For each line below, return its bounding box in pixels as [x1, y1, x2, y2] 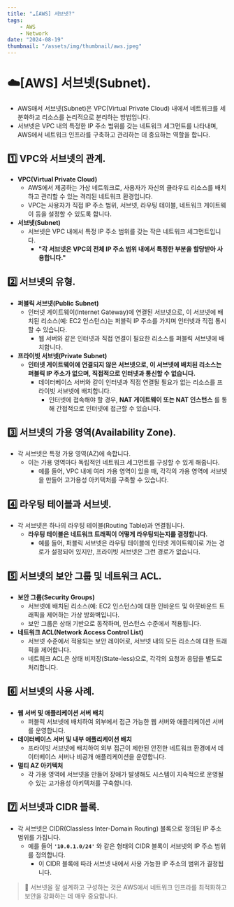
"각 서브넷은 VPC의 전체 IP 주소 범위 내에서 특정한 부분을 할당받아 [38, 245, 217, 253]
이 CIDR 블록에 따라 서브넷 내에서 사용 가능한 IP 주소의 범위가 [38, 859, 205, 868]
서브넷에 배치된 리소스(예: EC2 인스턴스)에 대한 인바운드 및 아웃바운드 [27, 602, 218, 610]
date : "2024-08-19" [7, 36, 64, 43]
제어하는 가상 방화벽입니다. [46, 611, 120, 619]
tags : [7, 17, 23, 24]
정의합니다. [35, 850, 66, 859]
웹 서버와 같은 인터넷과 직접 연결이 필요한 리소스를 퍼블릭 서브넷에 [38, 334, 218, 342]
